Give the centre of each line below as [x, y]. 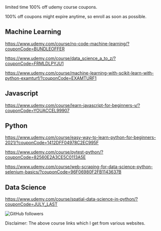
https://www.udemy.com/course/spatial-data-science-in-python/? [72, 199]
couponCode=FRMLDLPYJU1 [35, 63]
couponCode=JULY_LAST [31, 204]
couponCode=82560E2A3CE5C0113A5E [45, 157]
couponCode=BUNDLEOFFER [35, 49]
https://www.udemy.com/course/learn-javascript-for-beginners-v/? [72, 105]
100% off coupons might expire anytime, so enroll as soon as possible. [76, 16]
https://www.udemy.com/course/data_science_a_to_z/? [60, 58]
